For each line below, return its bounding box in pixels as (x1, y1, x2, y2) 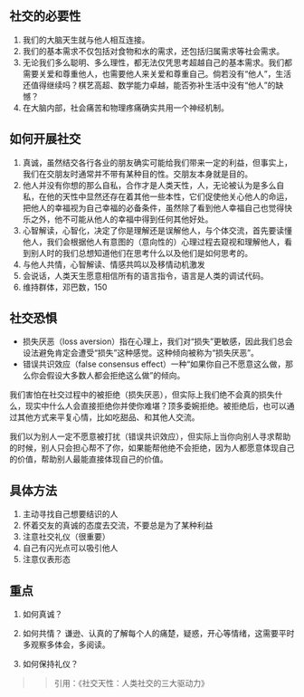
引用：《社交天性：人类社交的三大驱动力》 (53, 678, 210, 689)
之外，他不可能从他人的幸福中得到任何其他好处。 (30, 214, 214, 224)
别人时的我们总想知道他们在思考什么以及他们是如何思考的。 (30, 247, 253, 258)
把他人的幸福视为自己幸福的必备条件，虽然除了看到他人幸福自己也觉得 (22, 202, 285, 213)
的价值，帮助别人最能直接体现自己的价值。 (9, 454, 168, 464)
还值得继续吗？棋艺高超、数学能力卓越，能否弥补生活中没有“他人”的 (22, 80, 276, 91)
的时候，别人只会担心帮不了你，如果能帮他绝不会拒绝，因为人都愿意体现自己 (9, 443, 295, 454)
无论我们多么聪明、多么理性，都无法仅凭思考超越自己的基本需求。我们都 (22, 57, 292, 68)
